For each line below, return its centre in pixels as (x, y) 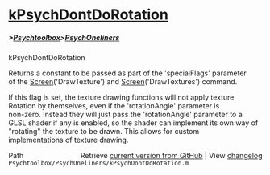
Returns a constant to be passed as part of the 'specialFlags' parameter (128, 73)
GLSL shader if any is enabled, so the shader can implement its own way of (133, 123)
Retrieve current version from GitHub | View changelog (171, 156)
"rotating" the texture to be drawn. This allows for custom (104, 132)
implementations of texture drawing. (69, 140)
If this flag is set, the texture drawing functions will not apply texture (121, 97)
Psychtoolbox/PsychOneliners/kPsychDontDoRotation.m (99, 163)
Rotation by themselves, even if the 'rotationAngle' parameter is (114, 106)
